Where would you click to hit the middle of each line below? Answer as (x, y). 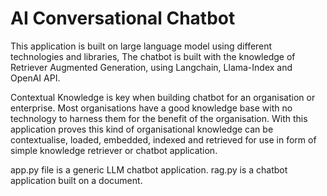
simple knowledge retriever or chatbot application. (114, 150)
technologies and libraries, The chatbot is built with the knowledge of (153, 56)
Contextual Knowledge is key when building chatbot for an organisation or (163, 97)
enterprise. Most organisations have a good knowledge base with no (151, 108)
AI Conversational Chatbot (123, 18)
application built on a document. (76, 180)
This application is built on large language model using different (141, 46)
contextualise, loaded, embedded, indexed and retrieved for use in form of (163, 139)
